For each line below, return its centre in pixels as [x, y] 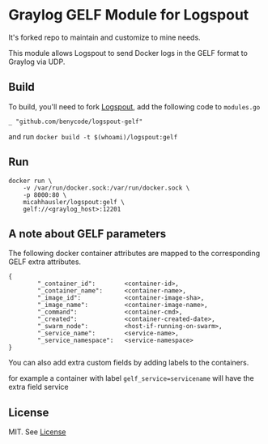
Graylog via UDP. [37, 62]
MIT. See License [37, 432]
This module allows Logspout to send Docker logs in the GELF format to [128, 53]
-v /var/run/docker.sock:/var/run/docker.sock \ [106, 188]
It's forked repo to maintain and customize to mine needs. [104, 37]
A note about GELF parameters [87, 234]
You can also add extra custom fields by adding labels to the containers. [129, 363]
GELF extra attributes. [45, 262]
